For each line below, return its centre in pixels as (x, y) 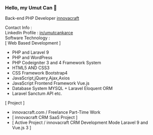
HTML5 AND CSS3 (31, 68)
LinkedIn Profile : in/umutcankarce (39, 33)
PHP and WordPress (32, 58)
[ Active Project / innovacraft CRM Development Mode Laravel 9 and (80, 122)
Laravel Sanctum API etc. (37, 93)
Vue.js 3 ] (21, 128)
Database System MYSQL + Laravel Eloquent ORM (62, 89)
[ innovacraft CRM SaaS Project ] (45, 118)
